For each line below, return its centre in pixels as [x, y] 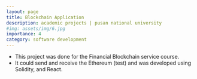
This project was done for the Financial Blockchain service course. [97, 57]
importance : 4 [24, 34]
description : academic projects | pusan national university [84, 23]
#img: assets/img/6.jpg [36, 28]
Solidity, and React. [39, 69]
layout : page [22, 12]
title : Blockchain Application [45, 17]
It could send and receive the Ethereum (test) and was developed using [103, 63]
